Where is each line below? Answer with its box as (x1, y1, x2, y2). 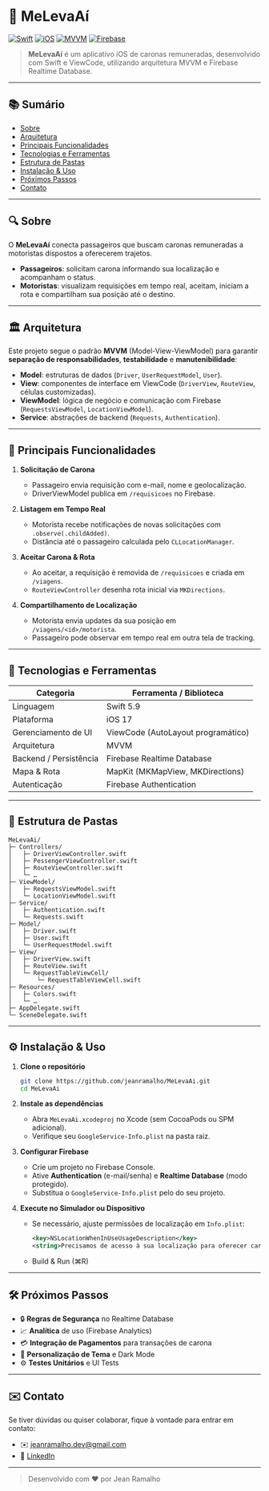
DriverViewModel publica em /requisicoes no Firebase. (31, 488, 216, 499)
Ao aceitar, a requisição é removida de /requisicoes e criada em (31, 568, 245, 577)
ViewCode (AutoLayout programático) (106, 727, 250, 737)
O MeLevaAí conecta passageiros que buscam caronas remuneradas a (8, 239, 244, 249)
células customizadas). (19, 388, 96, 397)
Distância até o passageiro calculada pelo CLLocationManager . (31, 537, 235, 547)
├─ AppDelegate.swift (8, 1004, 81, 1012)
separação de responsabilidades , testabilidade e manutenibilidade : (8, 355, 238, 364)
